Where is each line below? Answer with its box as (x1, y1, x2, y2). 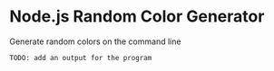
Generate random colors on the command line (9, 36, 181, 47)
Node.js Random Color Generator (9, 6, 265, 27)
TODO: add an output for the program (9, 53, 152, 62)
